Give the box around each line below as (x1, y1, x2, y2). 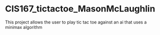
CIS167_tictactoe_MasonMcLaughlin (5, 3, 156, 14)
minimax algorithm (5, 24, 43, 30)
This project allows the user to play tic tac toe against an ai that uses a (5, 19, 147, 25)
